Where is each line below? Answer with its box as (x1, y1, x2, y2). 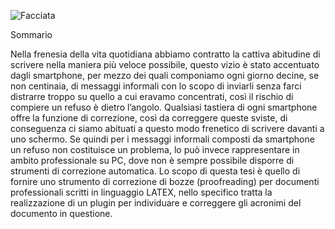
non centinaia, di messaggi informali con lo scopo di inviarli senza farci (10, 80, 302, 92)
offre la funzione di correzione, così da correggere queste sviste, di (10, 112, 288, 124)
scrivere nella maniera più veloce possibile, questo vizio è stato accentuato (10, 59, 320, 70)
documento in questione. (10, 208, 113, 219)
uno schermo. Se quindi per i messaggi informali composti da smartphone (10, 133, 315, 145)
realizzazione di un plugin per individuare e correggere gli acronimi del (10, 197, 302, 209)
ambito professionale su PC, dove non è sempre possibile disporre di (10, 155, 295, 166)
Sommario (10, 29, 53, 40)
